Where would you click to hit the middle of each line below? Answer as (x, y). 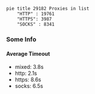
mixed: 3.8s (29, 67)
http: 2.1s (26, 73)
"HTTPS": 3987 (34, 19)
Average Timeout (28, 53)
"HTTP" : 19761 (36, 14)
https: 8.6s (28, 80)
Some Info (22, 39)
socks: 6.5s (29, 86)
